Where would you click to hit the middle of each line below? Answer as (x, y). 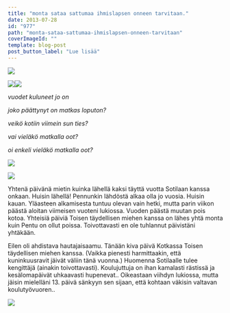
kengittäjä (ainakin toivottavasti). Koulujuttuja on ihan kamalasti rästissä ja (111, 267)
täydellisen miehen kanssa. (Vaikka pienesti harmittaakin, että (94, 253)
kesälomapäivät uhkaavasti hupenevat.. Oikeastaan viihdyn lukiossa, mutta (113, 275)
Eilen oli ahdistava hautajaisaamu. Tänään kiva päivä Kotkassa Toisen (105, 246)
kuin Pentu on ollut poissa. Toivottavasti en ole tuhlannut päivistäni (102, 225)
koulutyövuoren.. (31, 289)
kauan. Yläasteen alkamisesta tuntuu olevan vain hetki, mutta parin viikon (111, 203)
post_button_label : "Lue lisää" (54, 52)
